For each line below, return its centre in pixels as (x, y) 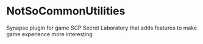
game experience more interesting (49, 34)
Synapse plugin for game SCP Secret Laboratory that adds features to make (101, 28)
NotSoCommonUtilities (66, 11)
